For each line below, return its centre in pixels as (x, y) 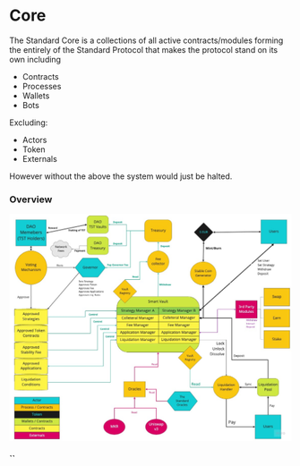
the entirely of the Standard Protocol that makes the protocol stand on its (144, 49)
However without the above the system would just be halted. (121, 176)
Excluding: (29, 123)
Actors (34, 140)
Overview (31, 199)
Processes (42, 86)
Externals (40, 158)
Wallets (36, 96)
